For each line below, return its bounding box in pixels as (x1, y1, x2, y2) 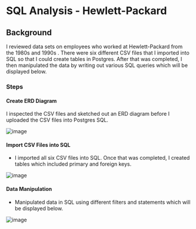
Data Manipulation (6, 185, 52, 192)
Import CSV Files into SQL (6, 141, 71, 148)
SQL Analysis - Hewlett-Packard (6, 4, 167, 18)
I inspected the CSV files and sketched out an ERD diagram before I (6, 110, 170, 117)
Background (6, 28, 52, 38)
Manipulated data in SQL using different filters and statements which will (14, 198, 191, 206)
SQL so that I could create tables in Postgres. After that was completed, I (6, 56, 182, 62)
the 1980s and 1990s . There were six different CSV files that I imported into (6, 49, 190, 56)
